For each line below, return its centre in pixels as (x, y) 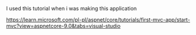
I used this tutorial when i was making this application (72, 8)
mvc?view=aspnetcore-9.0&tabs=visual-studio (63, 26)
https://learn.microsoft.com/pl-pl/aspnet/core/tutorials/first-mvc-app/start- (98, 20)
